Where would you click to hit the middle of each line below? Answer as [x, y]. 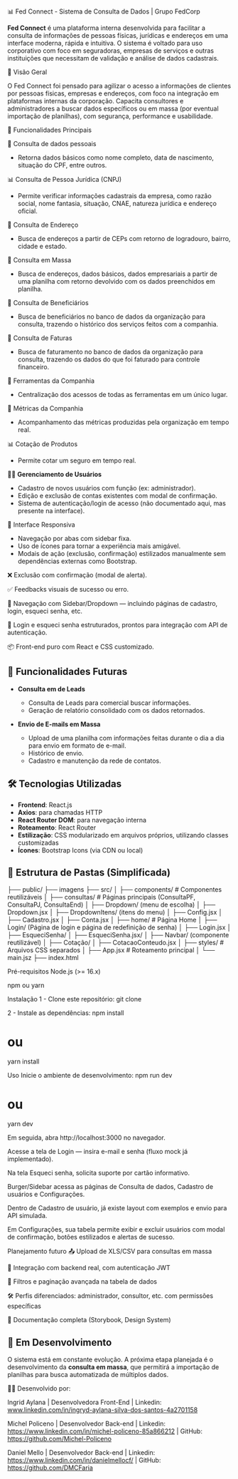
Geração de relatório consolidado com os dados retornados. [117, 710]
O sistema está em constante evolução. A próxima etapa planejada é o [110, 1360]
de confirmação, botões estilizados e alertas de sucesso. [91, 1237]
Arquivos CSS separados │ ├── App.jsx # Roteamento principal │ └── [111, 950]
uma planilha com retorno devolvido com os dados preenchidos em [116, 281]
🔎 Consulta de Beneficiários [48, 303]
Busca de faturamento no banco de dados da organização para [110, 352]
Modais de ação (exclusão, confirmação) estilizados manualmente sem [121, 553]
